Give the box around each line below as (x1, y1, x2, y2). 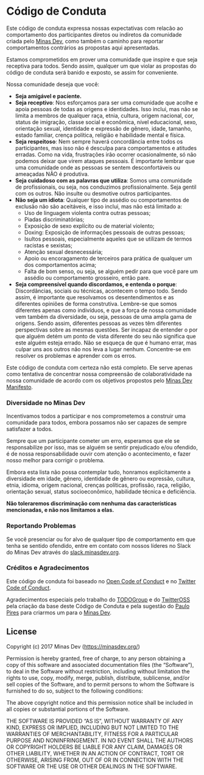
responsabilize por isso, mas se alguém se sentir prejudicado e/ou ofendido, (6, 444, 198, 451)
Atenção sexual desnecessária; (24, 248, 103, 255)
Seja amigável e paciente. (15, 92, 82, 100)
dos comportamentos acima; (24, 261, 96, 268)
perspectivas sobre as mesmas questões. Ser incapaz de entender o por (15, 326, 198, 333)
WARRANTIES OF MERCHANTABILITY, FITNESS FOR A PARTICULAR (6, 730, 178, 737)
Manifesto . (6, 383, 33, 390)
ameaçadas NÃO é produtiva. (15, 170, 90, 178)
